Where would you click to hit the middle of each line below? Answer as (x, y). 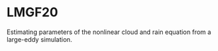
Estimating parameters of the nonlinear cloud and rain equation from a (109, 32)
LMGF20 (32, 12)
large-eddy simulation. (39, 39)
